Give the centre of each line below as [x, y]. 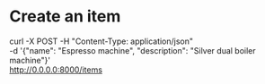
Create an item [65, 17]
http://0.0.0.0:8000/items [56, 70]
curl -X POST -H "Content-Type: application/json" [102, 41]
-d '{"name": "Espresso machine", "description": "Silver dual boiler [132, 50]
